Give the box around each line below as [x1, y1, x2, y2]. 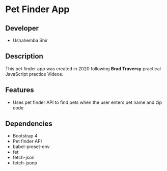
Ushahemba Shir [12, 37, 48, 43]
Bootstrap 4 [12, 133, 38, 139]
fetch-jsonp [12, 160, 37, 166]
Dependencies [5, 120, 52, 128]
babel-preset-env [12, 144, 50, 150]
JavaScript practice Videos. [5, 71, 64, 77]
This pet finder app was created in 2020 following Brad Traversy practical [5, 65, 161, 72]
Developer [5, 24, 39, 33]
